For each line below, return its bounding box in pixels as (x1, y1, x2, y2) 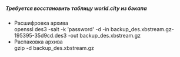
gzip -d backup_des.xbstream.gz (14, 44, 95, 51)
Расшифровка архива (14, 19, 69, 26)
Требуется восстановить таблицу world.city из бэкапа (5, 5, 148, 12)
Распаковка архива (14, 38, 63, 45)
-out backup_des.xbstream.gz (68, 32, 141, 39)
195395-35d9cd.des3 (14, 32, 67, 39)
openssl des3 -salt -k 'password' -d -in (14, 25, 109, 32)
